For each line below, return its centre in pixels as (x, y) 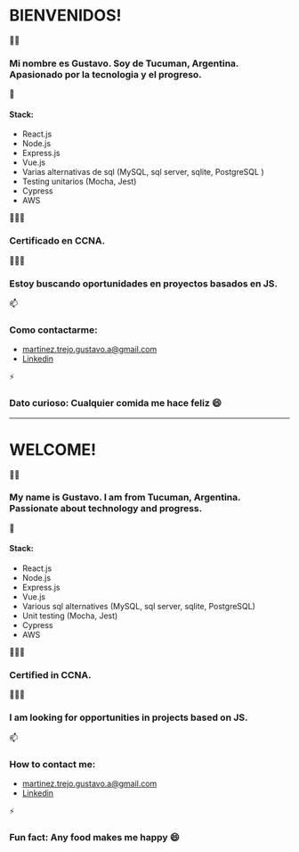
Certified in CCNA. (50, 674)
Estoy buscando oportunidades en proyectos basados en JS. (144, 284)
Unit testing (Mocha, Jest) (70, 616)
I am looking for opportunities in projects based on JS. (129, 717)
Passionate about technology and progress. (106, 509)
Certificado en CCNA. (57, 241)
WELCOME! (53, 449)
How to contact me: (53, 764)
